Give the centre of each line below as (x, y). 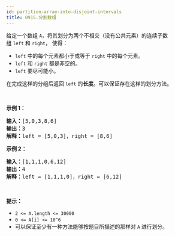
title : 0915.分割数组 (31, 17)
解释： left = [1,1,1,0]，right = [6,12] (64, 176)
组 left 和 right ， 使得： (37, 43)
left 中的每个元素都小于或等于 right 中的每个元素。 (79, 55)
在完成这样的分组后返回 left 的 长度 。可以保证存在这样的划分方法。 (89, 83)
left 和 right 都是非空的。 (48, 63)
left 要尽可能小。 (37, 70)
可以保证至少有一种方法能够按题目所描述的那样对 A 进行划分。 (91, 226)
